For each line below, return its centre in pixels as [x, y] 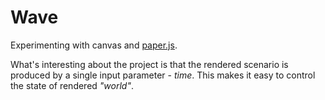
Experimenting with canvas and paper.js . [94, 45]
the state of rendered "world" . [72, 85]
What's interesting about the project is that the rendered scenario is [149, 64]
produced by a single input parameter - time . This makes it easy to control [163, 75]
